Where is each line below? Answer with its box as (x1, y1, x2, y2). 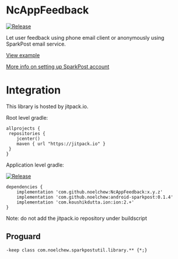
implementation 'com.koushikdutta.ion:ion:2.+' (16, 199, 134, 205)
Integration (6, 84, 61, 97)
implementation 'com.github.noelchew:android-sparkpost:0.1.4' (16, 194, 174, 200)
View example (6, 51, 40, 58)
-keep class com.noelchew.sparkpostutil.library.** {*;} (6, 247, 148, 253)
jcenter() (16, 136, 41, 141)
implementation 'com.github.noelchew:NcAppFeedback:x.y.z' (16, 189, 163, 195)
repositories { (8, 130, 46, 136)
